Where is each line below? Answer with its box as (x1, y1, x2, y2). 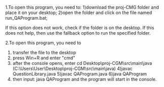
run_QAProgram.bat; (5, 15, 48, 21)
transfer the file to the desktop (12, 50, 76, 55)
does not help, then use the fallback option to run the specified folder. (5, 30, 151, 36)
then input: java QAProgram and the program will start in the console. (12, 76, 157, 82)
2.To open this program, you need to (5, 40, 81, 46)
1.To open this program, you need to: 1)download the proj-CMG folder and (5, 5, 159, 10)
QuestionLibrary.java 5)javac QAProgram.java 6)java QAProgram (12, 71, 147, 77)
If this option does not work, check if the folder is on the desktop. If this (5, 25, 154, 31)
